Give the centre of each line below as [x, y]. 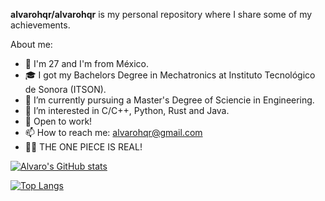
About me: [31, 44]
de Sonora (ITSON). [65, 89]
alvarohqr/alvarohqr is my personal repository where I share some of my [161, 14]
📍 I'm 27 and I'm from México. [87, 63]
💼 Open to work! [58, 121]
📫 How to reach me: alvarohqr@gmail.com [113, 132]
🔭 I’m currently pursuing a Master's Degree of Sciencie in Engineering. [169, 100]
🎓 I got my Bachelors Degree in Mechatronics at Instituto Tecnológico [170, 75]
